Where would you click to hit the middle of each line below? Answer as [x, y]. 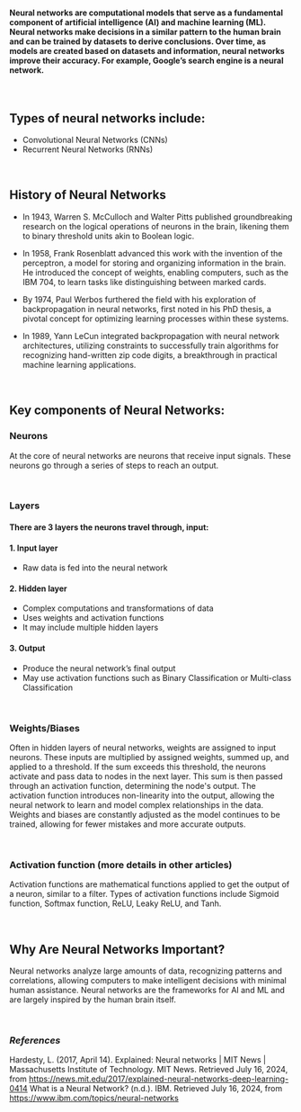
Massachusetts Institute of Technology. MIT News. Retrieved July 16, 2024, [149, 1070]
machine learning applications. [79, 364]
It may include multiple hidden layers [90, 628]
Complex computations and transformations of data [118, 608]
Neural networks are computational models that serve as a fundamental [146, 13]
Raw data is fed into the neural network [95, 568]
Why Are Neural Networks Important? [117, 949]
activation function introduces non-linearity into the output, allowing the [142, 795]
